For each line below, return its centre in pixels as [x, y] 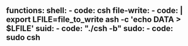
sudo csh [23, 38]
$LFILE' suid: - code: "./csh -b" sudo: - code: [90, 28]
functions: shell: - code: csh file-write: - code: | [95, 11]
